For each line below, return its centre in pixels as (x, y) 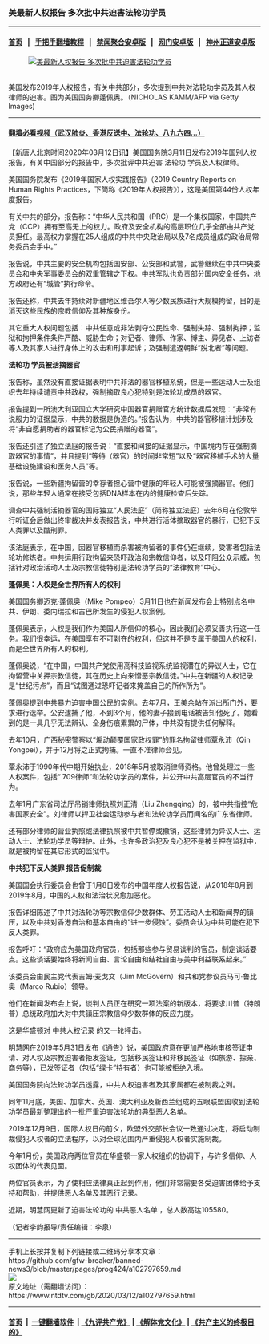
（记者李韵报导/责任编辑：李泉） (62, 1227)
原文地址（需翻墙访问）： (49, 1286)
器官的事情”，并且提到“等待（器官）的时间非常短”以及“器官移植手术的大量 (137, 455)
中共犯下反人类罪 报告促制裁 (55, 868)
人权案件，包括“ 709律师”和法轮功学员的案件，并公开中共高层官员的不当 (127, 776)
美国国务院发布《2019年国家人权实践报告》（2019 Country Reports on (122, 179)
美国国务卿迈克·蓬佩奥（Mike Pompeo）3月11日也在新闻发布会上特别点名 (128, 601)
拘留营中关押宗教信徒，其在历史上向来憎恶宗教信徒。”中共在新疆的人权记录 (131, 675)
